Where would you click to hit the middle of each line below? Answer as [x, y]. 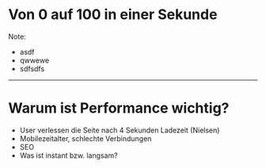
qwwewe [34, 60]
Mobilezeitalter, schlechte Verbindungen [85, 138]
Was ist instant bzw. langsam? [68, 155]
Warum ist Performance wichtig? [119, 108]
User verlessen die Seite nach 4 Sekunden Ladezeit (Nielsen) [120, 130]
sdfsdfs [32, 68]
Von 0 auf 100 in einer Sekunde [113, 15]
